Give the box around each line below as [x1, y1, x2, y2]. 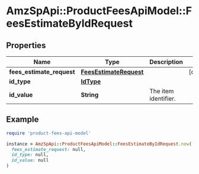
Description [149, 58, 184, 66]
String [81, 91, 99, 99]
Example [6, 114, 39, 125]
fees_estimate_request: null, [11, 146, 86, 152]
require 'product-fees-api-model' [6, 130, 92, 136]
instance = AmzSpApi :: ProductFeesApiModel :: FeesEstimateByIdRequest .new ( [6, 141, 192, 147]
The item [149, 87, 174, 95]
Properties [6, 40, 46, 50]
